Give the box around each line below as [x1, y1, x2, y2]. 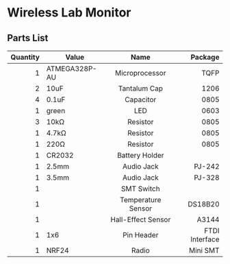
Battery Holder [117, 151, 164, 160]
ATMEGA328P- [46, 64, 97, 73]
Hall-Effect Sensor [110, 215, 171, 224]
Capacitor [125, 95, 157, 104]
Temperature [119, 195, 162, 204]
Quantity [10, 53, 40, 62]
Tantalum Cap [118, 84, 163, 93]
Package [190, 53, 220, 62]
